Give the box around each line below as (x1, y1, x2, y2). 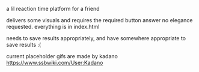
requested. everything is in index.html (6, 23, 100, 30)
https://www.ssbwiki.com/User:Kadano (6, 59, 103, 66)
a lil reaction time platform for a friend (6, 5, 100, 12)
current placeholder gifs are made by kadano (6, 53, 118, 59)
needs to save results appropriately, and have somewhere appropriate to (6, 35, 186, 41)
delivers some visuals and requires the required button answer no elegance (6, 17, 194, 23)
